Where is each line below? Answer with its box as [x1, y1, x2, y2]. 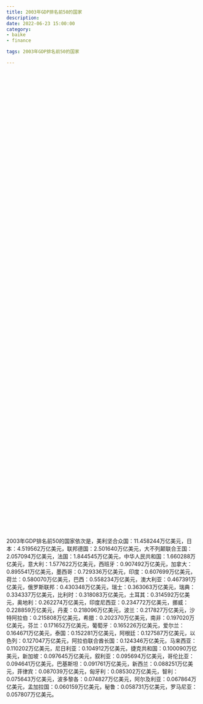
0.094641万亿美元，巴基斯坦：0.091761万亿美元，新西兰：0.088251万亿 [6, 660, 188, 667]
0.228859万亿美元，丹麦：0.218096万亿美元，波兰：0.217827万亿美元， [6, 606, 190, 614]
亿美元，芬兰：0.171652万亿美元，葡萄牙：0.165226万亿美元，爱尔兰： [6, 621, 185, 629]
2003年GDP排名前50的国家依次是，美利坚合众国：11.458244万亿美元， [6, 537, 187, 544]
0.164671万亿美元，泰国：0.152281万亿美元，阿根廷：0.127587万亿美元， [6, 629, 190, 636]
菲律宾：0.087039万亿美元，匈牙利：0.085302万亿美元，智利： [17, 667, 179, 675]
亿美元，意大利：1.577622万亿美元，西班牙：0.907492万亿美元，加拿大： [6, 560, 193, 568]
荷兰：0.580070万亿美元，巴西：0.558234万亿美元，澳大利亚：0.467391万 [6, 575, 196, 583]
